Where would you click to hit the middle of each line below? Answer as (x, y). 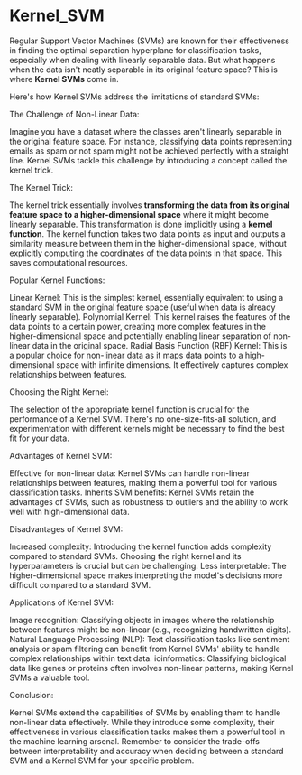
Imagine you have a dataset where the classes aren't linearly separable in (146, 131)
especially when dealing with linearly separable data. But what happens (142, 60)
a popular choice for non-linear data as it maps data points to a (126, 355)
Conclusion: (32, 695)
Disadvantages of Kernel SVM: (66, 528)
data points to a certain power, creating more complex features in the (137, 326)
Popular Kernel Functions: (57, 280)
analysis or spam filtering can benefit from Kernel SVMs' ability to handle (145, 649)
